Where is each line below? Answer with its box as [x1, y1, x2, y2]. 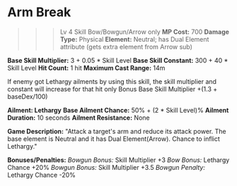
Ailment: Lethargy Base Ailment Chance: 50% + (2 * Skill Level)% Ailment [7, 106, 229, 114]
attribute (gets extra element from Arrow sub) [59, 42, 193, 51]
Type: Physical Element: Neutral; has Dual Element [59, 35, 209, 43]
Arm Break [7, 4, 71, 20]
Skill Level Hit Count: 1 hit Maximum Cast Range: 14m [7, 63, 166, 72]
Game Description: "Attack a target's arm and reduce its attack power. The [7, 127, 226, 135]
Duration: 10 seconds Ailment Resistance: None [7, 113, 150, 122]
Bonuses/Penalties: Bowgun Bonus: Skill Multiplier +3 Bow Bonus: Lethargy [7, 156, 230, 164]
